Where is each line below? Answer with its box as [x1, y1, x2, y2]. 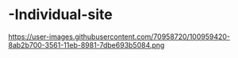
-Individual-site [8, 6, 113, 24]
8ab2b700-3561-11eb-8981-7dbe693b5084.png [8, 40, 165, 49]
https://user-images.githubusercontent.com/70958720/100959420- [8, 32, 231, 41]
